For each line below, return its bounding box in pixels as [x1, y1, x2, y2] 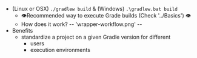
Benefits [12, 27, 33, 34]
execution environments [30, 47, 91, 53]
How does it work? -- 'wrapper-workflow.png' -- [21, 21, 142, 28]
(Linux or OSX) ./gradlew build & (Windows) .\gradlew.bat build [12, 5, 178, 12]
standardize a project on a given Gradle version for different [21, 33, 171, 40]
